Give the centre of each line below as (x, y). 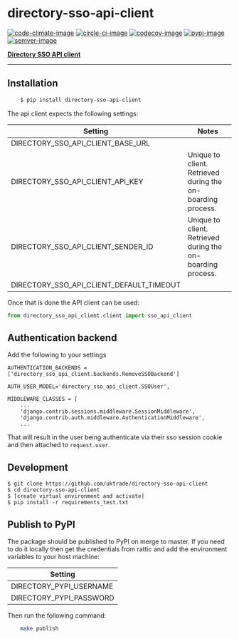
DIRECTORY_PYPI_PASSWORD (63, 598)
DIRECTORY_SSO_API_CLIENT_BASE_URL (81, 143)
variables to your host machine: (53, 556)
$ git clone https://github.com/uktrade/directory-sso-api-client (108, 484)
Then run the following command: (57, 615)
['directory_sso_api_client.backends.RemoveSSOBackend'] (94, 374)
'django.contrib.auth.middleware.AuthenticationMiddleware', (112, 418)
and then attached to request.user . (59, 445)
